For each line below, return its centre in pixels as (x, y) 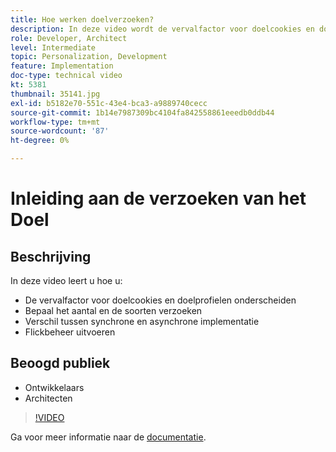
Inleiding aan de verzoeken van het (158, 198)
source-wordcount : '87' (60, 131)
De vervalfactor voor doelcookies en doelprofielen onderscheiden (160, 300)
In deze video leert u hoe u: (66, 280)
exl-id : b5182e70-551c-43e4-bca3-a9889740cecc (109, 103)
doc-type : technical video (66, 76)
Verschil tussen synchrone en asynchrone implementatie (142, 321)
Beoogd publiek (60, 363)
